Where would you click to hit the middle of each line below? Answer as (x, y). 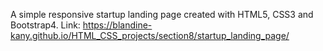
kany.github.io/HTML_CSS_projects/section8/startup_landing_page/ (150, 35)
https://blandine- (117, 25)
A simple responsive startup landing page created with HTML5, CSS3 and (162, 14)
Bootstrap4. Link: (45, 25)
